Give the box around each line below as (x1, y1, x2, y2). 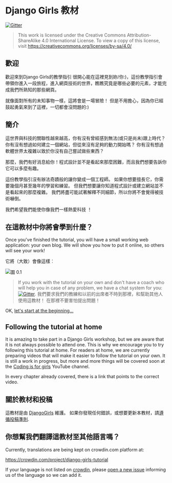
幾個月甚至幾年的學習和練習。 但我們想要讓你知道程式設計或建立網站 (9, 182, 155, 189)
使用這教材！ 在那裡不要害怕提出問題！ (17, 298, 100, 304)
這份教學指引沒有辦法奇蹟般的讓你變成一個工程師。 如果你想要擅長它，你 (5, 176, 159, 182)
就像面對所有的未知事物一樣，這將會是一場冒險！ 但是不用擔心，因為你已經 (5, 97, 164, 103)
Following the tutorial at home (5, 322, 102, 331)
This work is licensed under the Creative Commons (17, 32, 126, 38)
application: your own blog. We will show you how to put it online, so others (5, 242, 165, 248)
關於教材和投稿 (5, 395, 53, 404)
